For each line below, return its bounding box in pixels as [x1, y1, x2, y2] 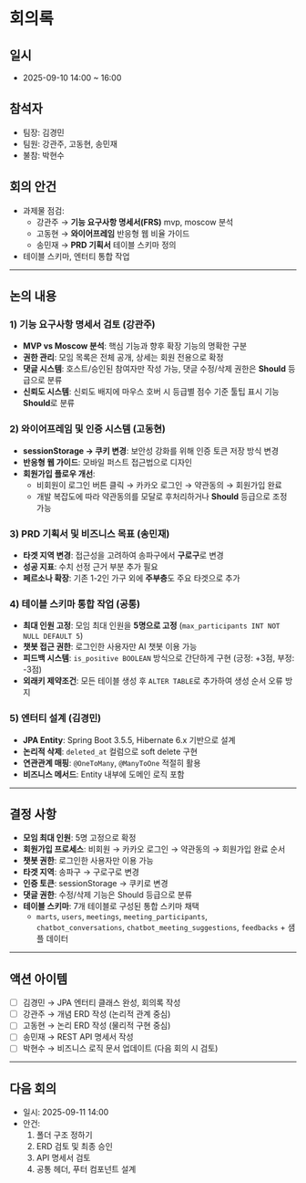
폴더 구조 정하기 [36, 1129, 93, 1141]
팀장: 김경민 [22, 127, 66, 138]
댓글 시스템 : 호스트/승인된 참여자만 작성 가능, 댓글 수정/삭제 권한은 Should [22, 363, 287, 374]
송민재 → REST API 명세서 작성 [22, 1031, 134, 1042]
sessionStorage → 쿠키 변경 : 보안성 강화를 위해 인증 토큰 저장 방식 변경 [22, 445, 280, 456]
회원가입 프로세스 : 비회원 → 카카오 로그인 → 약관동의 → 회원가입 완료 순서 [22, 843, 286, 854]
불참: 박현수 [22, 150, 66, 161]
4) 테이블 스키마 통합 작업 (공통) [9, 597, 141, 610]
